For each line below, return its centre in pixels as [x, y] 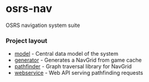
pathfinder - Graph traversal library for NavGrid [73, 66]
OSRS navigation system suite [43, 25]
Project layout [27, 41]
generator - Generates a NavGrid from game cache [78, 60]
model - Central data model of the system [66, 54]
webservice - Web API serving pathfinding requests [79, 73]
